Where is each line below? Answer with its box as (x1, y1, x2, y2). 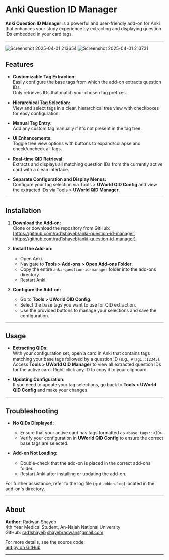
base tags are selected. (20, 440, 69, 446)
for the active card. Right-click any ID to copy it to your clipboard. (12, 367, 148, 373)
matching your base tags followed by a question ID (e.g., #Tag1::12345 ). (12, 356, 161, 362)
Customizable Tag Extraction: (12, 73, 76, 79)
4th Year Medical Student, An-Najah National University (5, 524, 121, 530)
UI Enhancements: (12, 135, 52, 141)
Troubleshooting (5, 406, 59, 415)
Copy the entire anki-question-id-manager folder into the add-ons (20, 266, 156, 272)
